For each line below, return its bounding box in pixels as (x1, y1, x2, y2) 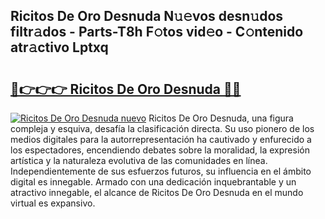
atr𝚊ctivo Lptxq (10, 39, 109, 56)
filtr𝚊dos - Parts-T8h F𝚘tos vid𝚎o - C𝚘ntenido (10, 24, 304, 41)
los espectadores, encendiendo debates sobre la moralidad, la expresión (10, 144, 310, 156)
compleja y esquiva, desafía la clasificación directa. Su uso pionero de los (10, 123, 315, 134)
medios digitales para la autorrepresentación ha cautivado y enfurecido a (10, 134, 312, 145)
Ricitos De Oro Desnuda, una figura (148, 112, 294, 124)
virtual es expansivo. (10, 197, 96, 209)
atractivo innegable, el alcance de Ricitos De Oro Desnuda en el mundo (10, 187, 304, 198)
